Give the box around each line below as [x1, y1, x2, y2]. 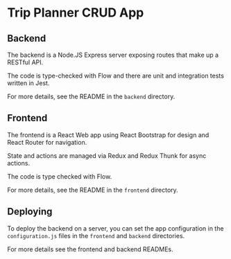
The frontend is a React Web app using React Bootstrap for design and [7, 130, 209, 139]
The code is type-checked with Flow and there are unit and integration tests [7, 71, 224, 80]
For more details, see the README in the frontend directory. [7, 186, 178, 194]
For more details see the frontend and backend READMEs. [7, 244, 173, 253]
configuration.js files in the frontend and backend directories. [7, 231, 185, 240]
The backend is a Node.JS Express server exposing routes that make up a [7, 51, 219, 59]
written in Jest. [7, 79, 50, 87]
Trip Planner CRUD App [7, 5, 144, 21]
